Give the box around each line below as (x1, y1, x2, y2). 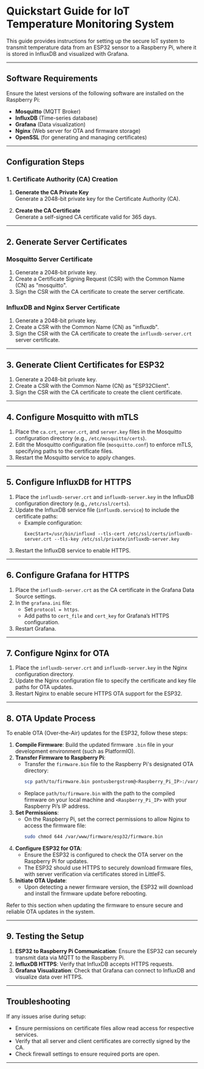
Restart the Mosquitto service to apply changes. (15, 454, 135, 461)
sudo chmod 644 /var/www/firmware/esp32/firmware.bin (24, 833, 163, 840)
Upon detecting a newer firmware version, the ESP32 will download (24, 883, 193, 891)
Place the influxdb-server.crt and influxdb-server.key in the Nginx (15, 664, 188, 671)
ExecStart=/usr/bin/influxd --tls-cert (24, 531, 126, 537)
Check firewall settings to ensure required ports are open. (15, 1050, 160, 1057)
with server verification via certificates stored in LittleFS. (24, 870, 166, 878)
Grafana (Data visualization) (15, 120, 86, 128)
